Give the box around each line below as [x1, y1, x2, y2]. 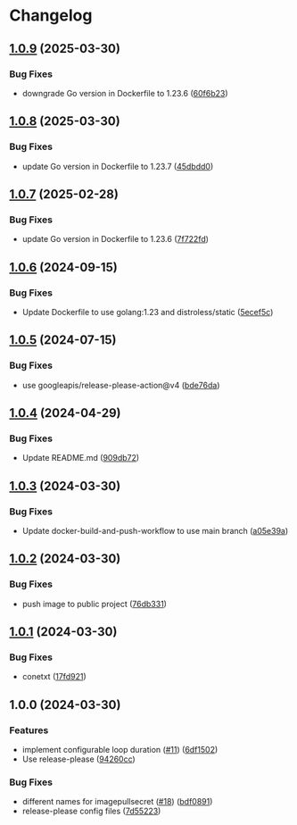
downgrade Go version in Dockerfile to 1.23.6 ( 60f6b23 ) [21, 87, 229, 98]
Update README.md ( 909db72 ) [21, 453, 140, 463]
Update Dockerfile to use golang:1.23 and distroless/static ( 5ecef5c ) [21, 306, 274, 317]
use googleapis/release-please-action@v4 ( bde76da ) [21, 379, 220, 390]
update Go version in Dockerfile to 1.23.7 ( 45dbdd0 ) [21, 161, 214, 171]
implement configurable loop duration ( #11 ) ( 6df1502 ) [21, 745, 219, 755]
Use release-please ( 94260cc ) [21, 754, 136, 764]
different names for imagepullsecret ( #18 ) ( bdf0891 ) [21, 796, 213, 807]
